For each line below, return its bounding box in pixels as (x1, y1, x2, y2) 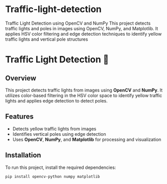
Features (5, 112, 34, 121)
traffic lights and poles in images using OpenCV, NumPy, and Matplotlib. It (5, 25, 158, 31)
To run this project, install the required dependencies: (5, 164, 116, 170)
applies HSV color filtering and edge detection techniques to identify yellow (5, 31, 162, 37)
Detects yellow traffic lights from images (12, 126, 97, 132)
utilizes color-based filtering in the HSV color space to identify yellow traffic (5, 92, 162, 99)
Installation (5, 151, 41, 159)
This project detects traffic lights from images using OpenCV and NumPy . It (5, 87, 163, 93)
